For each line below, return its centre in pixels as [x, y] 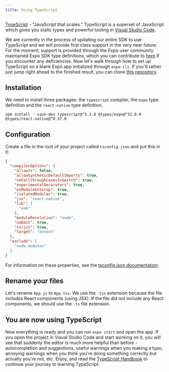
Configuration [28, 134]
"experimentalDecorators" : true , [50, 185]
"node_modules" [30, 246]
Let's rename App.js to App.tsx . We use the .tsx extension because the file [84, 293]
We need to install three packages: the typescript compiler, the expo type [82, 100]
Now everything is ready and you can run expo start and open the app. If [82, 332]
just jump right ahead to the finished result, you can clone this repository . [81, 72]
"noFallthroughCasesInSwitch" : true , [54, 180]
